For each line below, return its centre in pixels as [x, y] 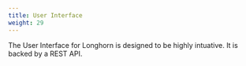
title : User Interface [45, 15]
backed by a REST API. [45, 53]
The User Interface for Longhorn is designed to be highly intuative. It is [123, 45]
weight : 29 [26, 23]
